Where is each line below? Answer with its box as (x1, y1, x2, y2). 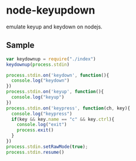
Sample (6, 40, 35, 50)
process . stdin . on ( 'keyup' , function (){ (6, 89, 104, 95)
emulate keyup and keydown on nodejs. (6, 23, 103, 30)
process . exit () (16, 127, 54, 133)
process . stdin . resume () (6, 149, 65, 155)
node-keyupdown (6, 4, 95, 17)
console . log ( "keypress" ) (11, 111, 72, 117)
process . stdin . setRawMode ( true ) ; (6, 143, 88, 150)
